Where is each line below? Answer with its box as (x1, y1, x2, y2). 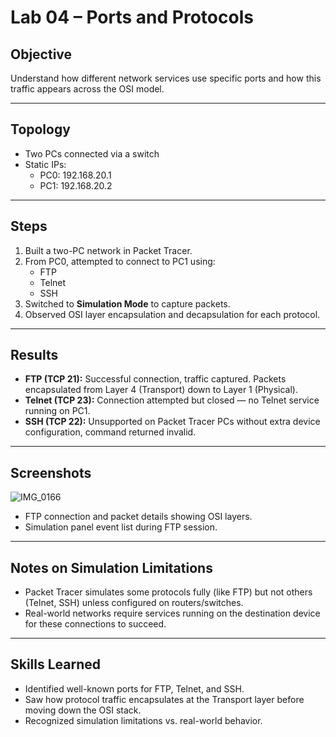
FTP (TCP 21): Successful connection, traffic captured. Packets (24, 373, 287, 385)
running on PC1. (24, 405, 91, 417)
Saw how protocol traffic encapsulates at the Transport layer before (24, 693, 305, 705)
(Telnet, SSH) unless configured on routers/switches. (24, 597, 244, 609)
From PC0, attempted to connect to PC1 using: (24, 255, 216, 267)
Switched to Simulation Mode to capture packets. (24, 297, 231, 310)
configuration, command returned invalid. (24, 426, 197, 438)
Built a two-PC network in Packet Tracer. (24, 244, 193, 256)
